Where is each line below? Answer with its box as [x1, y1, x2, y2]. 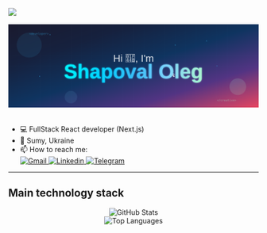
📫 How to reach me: [19, 144, 88, 154]
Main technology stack [8, 186, 125, 200]
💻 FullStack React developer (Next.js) [19, 124, 145, 134]
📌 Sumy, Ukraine [19, 136, 75, 145]
